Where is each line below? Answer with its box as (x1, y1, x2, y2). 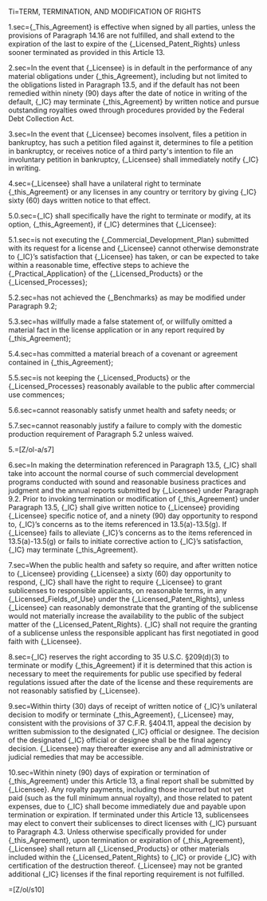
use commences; (8, 390, 65, 399)
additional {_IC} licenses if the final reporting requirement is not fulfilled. (8, 869, 245, 879)
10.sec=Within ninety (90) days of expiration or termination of (8, 768, 210, 777)
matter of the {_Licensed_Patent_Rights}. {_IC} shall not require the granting (8, 620, 257, 629)
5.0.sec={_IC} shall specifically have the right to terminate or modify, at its (8, 211, 251, 220)
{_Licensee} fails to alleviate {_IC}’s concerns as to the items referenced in (8, 528, 253, 537)
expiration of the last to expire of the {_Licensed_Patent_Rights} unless (8, 39, 241, 49)
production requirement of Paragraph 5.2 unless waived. (8, 430, 194, 439)
